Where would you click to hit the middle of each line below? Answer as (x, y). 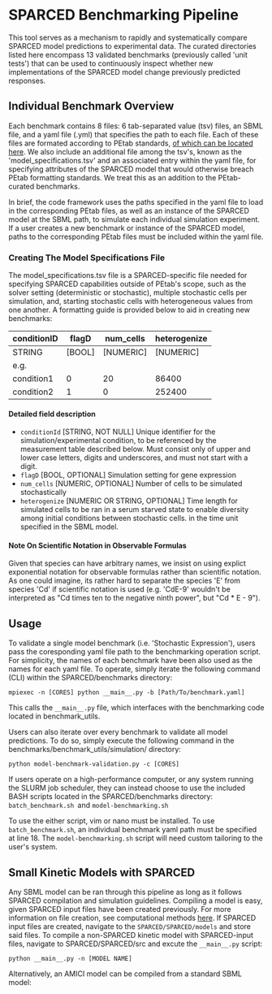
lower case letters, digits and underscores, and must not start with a (134, 458)
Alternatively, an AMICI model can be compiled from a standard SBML (125, 974)
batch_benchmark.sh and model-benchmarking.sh (89, 805)
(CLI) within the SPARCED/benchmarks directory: (91, 678)
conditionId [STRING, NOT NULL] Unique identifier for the (118, 432)
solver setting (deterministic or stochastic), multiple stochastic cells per (128, 293)
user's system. (33, 847)
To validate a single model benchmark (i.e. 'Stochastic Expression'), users (132, 643)
